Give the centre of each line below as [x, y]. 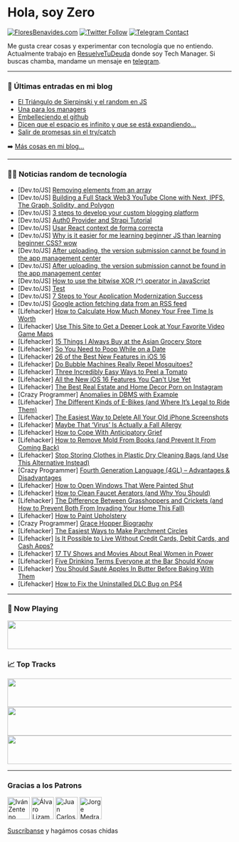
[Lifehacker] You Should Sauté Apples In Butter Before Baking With [116, 568]
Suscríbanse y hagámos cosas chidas [63, 831]
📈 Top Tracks [32, 664]
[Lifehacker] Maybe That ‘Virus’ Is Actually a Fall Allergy [100, 424]
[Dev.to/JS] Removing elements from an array [84, 190]
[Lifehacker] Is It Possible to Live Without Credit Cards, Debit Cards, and [123, 538]
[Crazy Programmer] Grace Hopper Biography [85, 523]
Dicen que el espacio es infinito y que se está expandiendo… [107, 125]
